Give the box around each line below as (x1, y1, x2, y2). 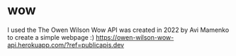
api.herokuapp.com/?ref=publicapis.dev (7, 40, 125, 49)
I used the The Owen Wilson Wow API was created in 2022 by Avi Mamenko (7, 26, 230, 34)
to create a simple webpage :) (7, 33, 94, 41)
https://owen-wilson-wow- (95, 33, 174, 41)
